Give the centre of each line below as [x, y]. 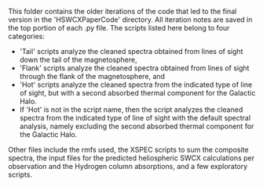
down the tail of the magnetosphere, [78, 59]
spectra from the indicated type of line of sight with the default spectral [135, 118]
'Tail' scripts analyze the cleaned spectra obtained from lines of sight [131, 51]
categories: [26, 36]
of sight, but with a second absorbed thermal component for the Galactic [137, 93]
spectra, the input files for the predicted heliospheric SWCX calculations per [131, 158]
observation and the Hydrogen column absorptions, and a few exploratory [128, 166]
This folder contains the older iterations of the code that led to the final [122, 11]
